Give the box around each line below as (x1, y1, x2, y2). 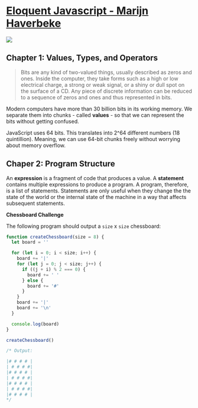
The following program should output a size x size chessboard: (6, 223, 161, 230)
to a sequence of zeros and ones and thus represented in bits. (20, 93, 173, 101)
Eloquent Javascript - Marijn (6, 4, 149, 18)
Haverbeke (6, 17, 61, 30)
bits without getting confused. (6, 117, 80, 125)
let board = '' (11, 239, 49, 246)
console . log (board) (11, 321, 60, 327)
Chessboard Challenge (6, 211, 64, 218)
